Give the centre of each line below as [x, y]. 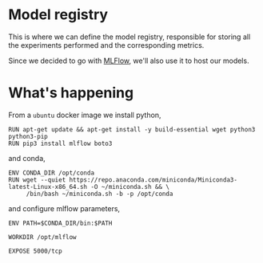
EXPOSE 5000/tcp [35, 251]
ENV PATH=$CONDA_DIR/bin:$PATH [60, 223]
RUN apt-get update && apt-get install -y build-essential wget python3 [132, 129]
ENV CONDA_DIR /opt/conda [51, 173]
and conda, [27, 158]
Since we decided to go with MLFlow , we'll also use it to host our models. [129, 61]
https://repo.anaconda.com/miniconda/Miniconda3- [153, 180]
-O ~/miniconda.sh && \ [130, 186]
